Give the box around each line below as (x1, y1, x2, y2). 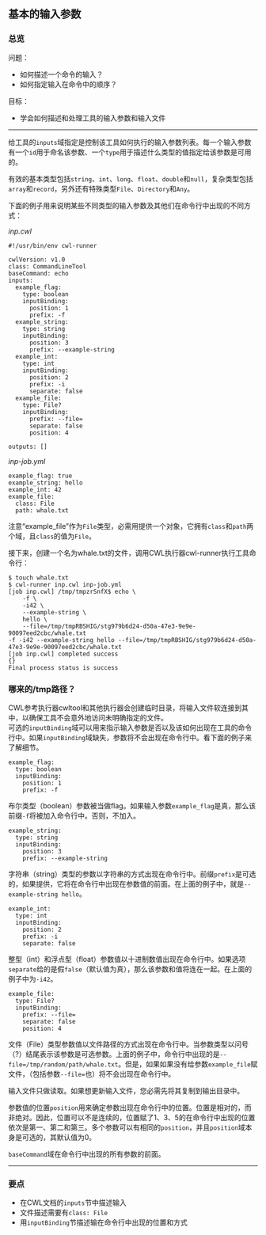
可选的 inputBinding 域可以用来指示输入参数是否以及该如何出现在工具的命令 (8, 723, 252, 732)
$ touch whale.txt (8, 573, 69, 582)
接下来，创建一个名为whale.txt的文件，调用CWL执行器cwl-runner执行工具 (8, 548, 249, 557)
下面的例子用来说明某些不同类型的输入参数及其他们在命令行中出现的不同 (8, 200, 244, 210)
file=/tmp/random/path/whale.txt (8, 1060, 119, 1069)
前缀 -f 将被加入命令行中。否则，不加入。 (8, 811, 141, 820)
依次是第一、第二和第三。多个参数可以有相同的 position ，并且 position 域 (8, 1123, 245, 1132)
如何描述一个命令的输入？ (19, 70, 104, 79)
